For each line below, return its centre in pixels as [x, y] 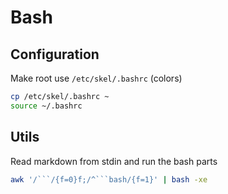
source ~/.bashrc [46, 106]
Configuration [55, 54]
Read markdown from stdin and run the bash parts [114, 161]
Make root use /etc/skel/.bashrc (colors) [96, 78]
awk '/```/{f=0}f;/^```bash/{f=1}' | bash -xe [109, 179]
